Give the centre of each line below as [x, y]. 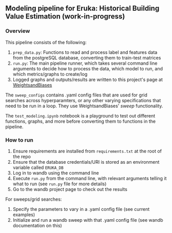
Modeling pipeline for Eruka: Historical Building [82, 8]
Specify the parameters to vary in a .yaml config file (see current [81, 209]
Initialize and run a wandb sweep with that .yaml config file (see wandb [88, 220]
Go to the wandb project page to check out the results [70, 189]
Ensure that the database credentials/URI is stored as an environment [86, 162]
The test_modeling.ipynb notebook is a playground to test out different [80, 115]
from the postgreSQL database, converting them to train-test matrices [87, 57]
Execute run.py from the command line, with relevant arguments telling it [90, 178]
